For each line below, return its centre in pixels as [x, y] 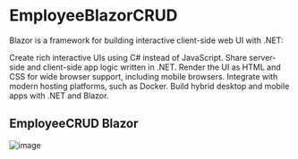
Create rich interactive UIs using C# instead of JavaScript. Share [128, 57]
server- [263, 57]
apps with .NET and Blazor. [59, 96]
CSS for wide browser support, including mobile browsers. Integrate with [144, 76]
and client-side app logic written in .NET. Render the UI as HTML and [154, 67]
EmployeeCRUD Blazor [74, 124]
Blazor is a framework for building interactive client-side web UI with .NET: [146, 40]
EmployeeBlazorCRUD [94, 16]
